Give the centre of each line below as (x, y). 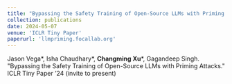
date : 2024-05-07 (32, 26)
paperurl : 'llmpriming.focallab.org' (62, 39)
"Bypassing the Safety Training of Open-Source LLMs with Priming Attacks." (116, 66)
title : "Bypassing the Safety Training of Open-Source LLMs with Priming (116, 13)
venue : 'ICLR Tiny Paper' (44, 33)
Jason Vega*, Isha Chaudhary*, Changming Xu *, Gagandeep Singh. (103, 59)
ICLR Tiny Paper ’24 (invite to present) (62, 74)
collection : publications (44, 20)
